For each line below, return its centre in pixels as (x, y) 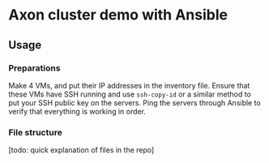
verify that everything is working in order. (77, 111)
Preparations (34, 68)
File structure (35, 132)
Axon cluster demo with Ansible (118, 15)
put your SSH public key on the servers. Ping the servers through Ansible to (134, 102)
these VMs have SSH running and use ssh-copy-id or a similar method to (130, 94)
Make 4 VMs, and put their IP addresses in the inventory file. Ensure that (129, 85)
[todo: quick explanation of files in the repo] (81, 150)
